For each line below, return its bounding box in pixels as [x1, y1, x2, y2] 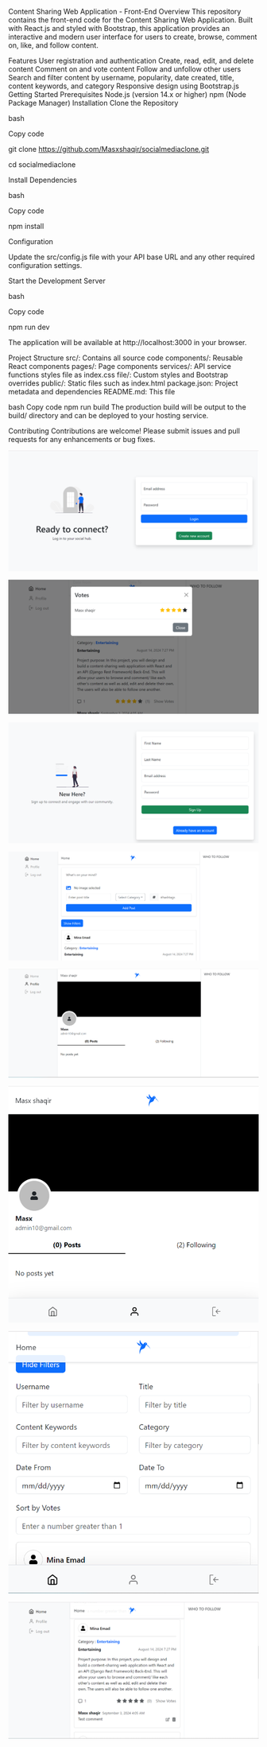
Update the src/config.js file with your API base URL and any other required [8, 252, 256, 262]
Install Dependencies [8, 175, 77, 184]
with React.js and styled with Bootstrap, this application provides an [8, 24, 230, 33]
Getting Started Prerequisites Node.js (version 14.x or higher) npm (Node [8, 90, 246, 99]
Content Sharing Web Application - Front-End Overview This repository [8, 7, 242, 16]
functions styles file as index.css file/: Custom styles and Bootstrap [8, 370, 229, 379]
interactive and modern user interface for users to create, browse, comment [8, 32, 257, 41]
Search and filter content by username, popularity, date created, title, [8, 73, 234, 82]
